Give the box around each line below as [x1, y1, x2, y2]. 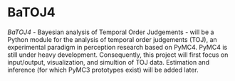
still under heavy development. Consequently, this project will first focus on [7, 50, 229, 59]
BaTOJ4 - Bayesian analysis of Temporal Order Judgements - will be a [7, 28, 214, 36]
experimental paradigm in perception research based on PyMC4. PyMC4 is [7, 43, 228, 51]
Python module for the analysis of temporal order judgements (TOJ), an [7, 35, 217, 43]
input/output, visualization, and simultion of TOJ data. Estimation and [7, 58, 210, 66]
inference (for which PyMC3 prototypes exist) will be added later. [7, 65, 199, 74]
